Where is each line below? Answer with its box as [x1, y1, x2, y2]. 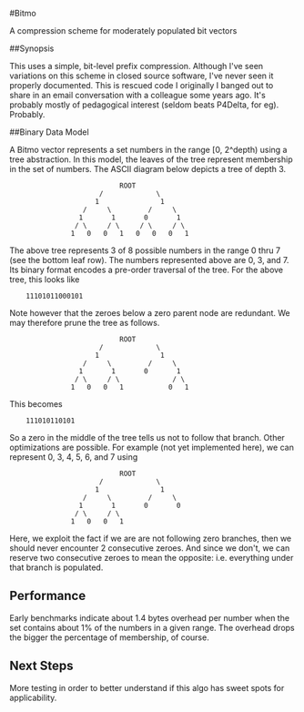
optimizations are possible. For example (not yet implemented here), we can [9, 442, 294, 453]
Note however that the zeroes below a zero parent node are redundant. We [9, 308, 291, 318]
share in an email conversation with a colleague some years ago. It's [9, 90, 266, 100]
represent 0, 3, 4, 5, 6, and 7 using [9, 452, 138, 463]
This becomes [9, 399, 63, 409]
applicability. [9, 692, 57, 703]
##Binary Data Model [9, 127, 89, 137]
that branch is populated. [9, 562, 104, 573]
